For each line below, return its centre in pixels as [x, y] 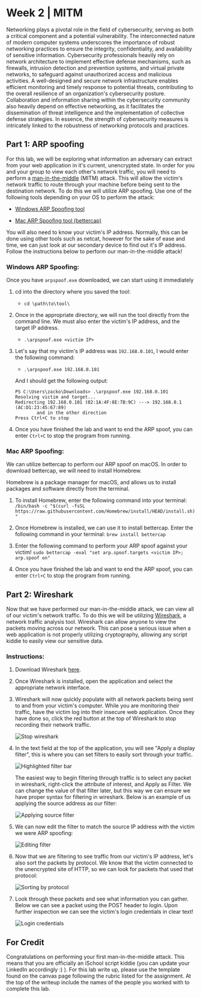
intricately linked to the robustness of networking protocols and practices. [97, 125]
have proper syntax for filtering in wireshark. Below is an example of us [103, 797]
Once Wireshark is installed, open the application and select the [94, 681]
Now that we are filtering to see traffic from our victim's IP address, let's [104, 857]
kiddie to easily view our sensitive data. [55, 641]
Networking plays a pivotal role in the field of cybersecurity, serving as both [100, 29]
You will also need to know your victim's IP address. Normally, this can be [97, 232]
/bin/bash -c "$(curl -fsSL [50, 506]
